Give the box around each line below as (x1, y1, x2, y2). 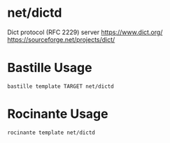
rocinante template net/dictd (7, 129, 96, 136)
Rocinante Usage (7, 106, 108, 122)
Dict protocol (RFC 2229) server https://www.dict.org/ (7, 28, 163, 36)
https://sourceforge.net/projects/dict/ (7, 35, 115, 43)
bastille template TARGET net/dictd (7, 82, 114, 90)
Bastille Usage (7, 60, 92, 76)
